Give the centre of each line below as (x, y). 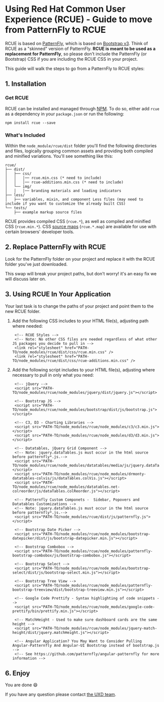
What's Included (25, 135)
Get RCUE (17, 98)
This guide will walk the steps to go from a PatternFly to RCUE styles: (75, 68)
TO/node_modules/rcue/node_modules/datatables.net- (66, 487)
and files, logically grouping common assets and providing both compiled (79, 151)
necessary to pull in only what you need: (53, 375)
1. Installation (26, 84)
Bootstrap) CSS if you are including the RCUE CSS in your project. (71, 59)
